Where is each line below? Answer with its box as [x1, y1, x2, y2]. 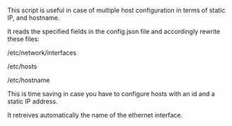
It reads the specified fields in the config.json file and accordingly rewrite [7, 28, 221, 35]
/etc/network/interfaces [7, 49, 76, 57]
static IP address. [7, 97, 58, 105]
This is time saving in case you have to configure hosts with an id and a [7, 90, 216, 98]
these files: [7, 35, 40, 43]
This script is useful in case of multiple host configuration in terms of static [7, 6, 226, 14]
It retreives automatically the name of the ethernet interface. [7, 111, 182, 119]
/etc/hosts [7, 62, 37, 70]
